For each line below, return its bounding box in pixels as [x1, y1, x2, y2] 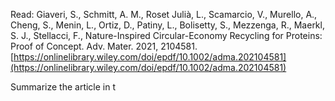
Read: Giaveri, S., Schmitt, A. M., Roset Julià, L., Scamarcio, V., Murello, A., [10, 9, 318, 20]
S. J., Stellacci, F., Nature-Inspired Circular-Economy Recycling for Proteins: [10, 30, 323, 41]
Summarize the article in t [10, 81, 117, 93]
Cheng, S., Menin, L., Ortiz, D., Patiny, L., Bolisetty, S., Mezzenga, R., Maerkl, [10, 19, 325, 31]
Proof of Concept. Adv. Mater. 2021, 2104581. [10, 40, 198, 52]
